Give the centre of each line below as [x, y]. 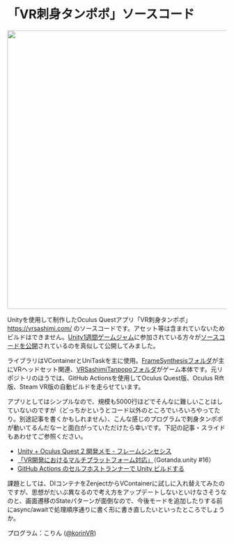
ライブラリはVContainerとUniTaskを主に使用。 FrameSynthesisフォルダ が [113, 360]
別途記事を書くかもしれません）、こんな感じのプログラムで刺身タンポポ [121, 419]
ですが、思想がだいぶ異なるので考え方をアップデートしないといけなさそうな [117, 492]
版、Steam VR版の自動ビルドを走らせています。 [76, 387]
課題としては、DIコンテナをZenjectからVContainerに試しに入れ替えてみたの [116, 483]
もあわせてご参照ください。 [47, 436]
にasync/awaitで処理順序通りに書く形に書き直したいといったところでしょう [116, 509]
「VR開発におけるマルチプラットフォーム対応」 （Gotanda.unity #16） [116, 460]
